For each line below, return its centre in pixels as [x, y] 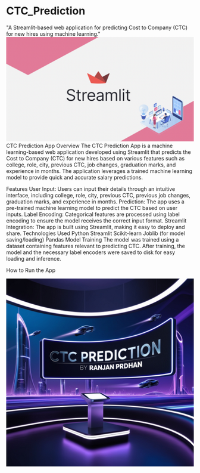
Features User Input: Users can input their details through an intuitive [91, 189]
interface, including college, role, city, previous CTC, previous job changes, [98, 196]
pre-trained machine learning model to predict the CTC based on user [92, 208]
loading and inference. [34, 259]
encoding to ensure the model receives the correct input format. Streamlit [96, 221]
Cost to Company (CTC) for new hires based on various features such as [96, 159]
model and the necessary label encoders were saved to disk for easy [91, 252]
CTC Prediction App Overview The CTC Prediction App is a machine [90, 146]
